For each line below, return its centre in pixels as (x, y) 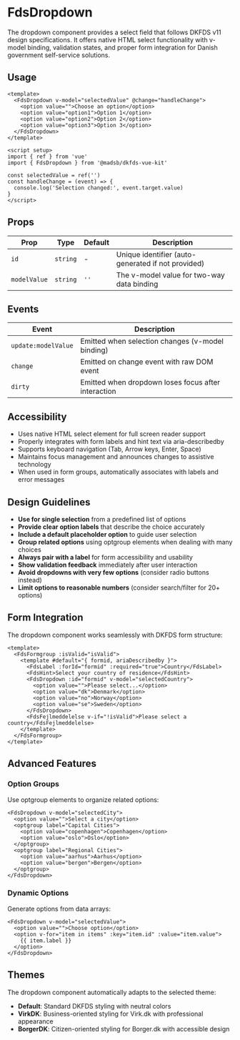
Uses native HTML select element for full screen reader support (111, 434)
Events (23, 309)
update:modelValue (42, 346)
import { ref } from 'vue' (47, 157)
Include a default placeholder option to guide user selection (107, 534)
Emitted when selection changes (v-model (152, 342)
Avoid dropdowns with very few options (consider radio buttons (113, 572)
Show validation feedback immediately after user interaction (107, 565)
